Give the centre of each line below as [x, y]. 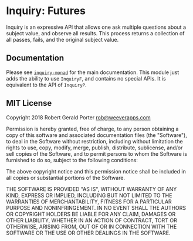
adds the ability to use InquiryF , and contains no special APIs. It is [86, 78]
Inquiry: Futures [46, 11]
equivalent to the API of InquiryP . [46, 85]
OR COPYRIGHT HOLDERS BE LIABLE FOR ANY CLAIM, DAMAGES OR [91, 214]
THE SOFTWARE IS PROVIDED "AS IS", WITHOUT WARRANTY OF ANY [92, 189]
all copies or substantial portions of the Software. [65, 178]
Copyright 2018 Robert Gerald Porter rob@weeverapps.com [78, 117]
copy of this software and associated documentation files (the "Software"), [97, 135]
